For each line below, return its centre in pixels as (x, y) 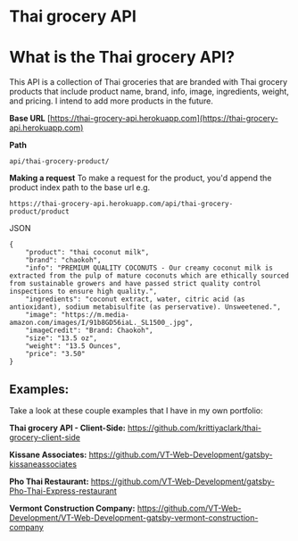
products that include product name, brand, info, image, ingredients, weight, (149, 92)
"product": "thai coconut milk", (87, 253)
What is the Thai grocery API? (122, 58)
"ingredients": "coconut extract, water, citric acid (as (135, 300)
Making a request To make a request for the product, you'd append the (141, 178)
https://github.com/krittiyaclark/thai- (195, 428)
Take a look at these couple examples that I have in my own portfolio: (136, 410)
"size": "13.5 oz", (62, 338)
